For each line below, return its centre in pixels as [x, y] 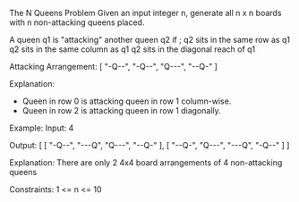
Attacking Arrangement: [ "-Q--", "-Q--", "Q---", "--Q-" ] [113, 67]
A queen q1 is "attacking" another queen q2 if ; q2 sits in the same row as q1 [150, 40]
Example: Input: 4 [42, 128]
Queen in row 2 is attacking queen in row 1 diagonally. [121, 110]
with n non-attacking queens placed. [77, 22]
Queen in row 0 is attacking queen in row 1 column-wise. [127, 101]
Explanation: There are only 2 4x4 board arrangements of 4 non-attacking [146, 163]
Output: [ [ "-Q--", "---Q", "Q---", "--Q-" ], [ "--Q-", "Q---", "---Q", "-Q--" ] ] [149, 145]
